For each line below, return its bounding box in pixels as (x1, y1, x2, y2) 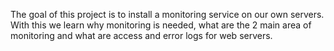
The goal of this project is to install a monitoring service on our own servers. (10, 9, 325, 20)
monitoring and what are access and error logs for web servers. (10, 30, 273, 41)
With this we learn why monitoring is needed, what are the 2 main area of (10, 19, 312, 31)
